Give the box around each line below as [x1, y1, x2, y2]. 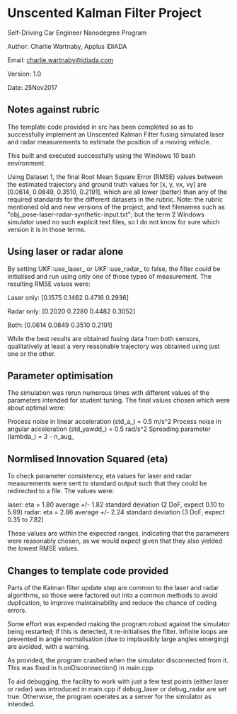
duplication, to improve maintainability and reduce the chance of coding [7, 599, 217, 606]
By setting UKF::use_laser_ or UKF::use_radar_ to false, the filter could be [7, 264, 221, 273]
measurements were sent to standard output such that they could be [7, 479, 207, 488]
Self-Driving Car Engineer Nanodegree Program [7, 28, 147, 37]
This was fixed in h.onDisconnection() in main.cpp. [7, 664, 156, 672]
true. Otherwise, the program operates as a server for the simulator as [7, 692, 212, 701]
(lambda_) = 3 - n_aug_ [7, 432, 74, 441]
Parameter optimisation [7, 369, 113, 381]
